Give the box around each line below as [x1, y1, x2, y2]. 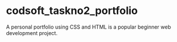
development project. [6, 29, 57, 36]
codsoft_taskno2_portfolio [6, 4, 138, 17]
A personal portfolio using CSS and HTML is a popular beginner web [6, 23, 171, 30]
